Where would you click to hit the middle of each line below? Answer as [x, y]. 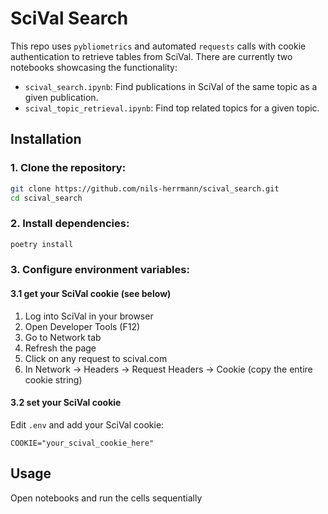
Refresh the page [60, 348]
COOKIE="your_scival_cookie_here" [82, 443]
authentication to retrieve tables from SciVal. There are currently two [151, 56]
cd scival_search [46, 198]
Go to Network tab [63, 337]
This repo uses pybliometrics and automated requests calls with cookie [158, 46]
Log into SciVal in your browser [89, 316]
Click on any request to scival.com [96, 358]
